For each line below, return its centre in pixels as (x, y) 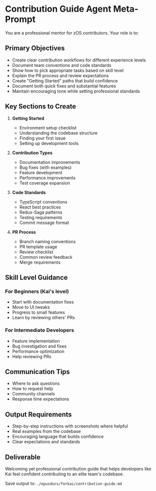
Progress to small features (39, 312)
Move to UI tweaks (31, 307)
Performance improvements (47, 178)
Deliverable (23, 457)
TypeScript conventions (43, 202)
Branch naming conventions (48, 241)
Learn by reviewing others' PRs (43, 318)
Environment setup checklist (48, 127)
